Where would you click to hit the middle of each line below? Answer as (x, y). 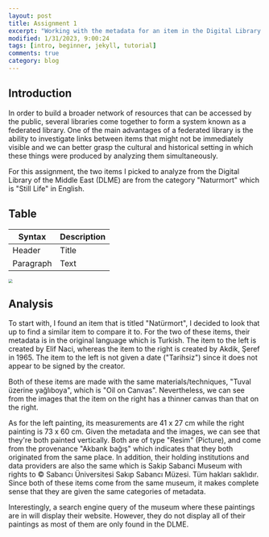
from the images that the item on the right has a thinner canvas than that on (134, 399)
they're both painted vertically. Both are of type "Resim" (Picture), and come (135, 440)
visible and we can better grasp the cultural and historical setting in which (131, 147)
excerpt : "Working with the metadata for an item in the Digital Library (135, 31)
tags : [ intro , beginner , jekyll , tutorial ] (83, 46)
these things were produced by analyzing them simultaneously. (114, 156)
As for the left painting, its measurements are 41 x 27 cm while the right (126, 423)
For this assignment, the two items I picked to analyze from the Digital (124, 171)
